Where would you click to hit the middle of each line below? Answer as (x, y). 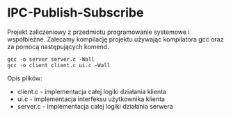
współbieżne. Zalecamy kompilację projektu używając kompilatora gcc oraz (115, 39)
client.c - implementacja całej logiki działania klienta (92, 91)
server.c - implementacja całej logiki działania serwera (95, 106)
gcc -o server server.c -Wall (51, 59)
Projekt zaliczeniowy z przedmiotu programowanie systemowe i (98, 32)
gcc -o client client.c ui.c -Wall (59, 65)
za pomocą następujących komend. (58, 46)
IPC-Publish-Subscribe (75, 13)
